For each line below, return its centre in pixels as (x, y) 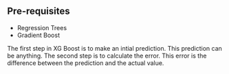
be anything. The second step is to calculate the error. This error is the (107, 56)
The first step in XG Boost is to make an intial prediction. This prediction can (115, 48)
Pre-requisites (39, 11)
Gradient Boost (39, 35)
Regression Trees (42, 27)
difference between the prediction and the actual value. (86, 63)
